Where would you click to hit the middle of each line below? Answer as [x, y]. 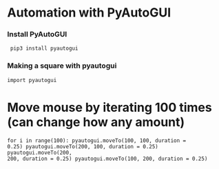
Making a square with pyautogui [62, 66]
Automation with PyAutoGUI [89, 13]
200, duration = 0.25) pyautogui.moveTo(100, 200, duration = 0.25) [107, 159]
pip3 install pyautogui [44, 49]
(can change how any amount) [96, 122]
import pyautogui [32, 80]
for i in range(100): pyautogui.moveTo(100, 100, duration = [97, 140]
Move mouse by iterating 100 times [109, 107]
